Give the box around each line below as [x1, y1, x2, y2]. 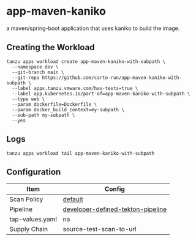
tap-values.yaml [9, 215, 57, 224]
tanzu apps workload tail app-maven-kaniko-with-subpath [6, 150, 155, 157]
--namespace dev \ [12, 64, 59, 70]
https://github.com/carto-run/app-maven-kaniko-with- [42, 75, 183, 81]
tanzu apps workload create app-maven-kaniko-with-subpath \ [6, 58, 166, 65]
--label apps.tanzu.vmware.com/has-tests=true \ [12, 85, 138, 91]
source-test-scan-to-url [62, 225, 137, 234]
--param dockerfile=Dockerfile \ [12, 101, 97, 108]
